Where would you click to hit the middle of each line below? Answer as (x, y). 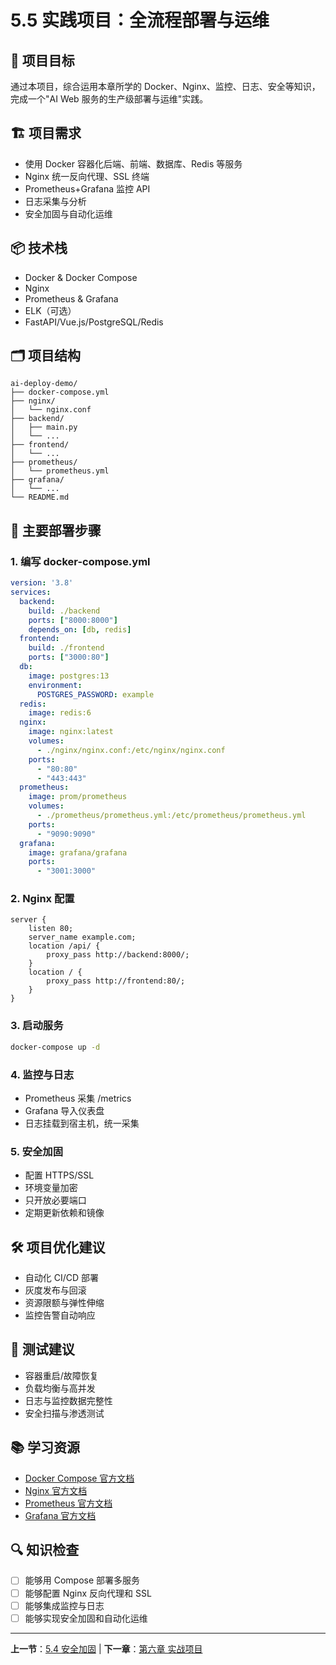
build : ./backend (64, 611)
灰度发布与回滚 (55, 1290)
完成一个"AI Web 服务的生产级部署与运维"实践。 (109, 99)
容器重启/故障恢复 (61, 1375)
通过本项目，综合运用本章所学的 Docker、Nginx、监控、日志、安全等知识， (165, 86)
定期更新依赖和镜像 (64, 1213)
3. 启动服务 (37, 1026)
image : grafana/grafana (78, 852)
